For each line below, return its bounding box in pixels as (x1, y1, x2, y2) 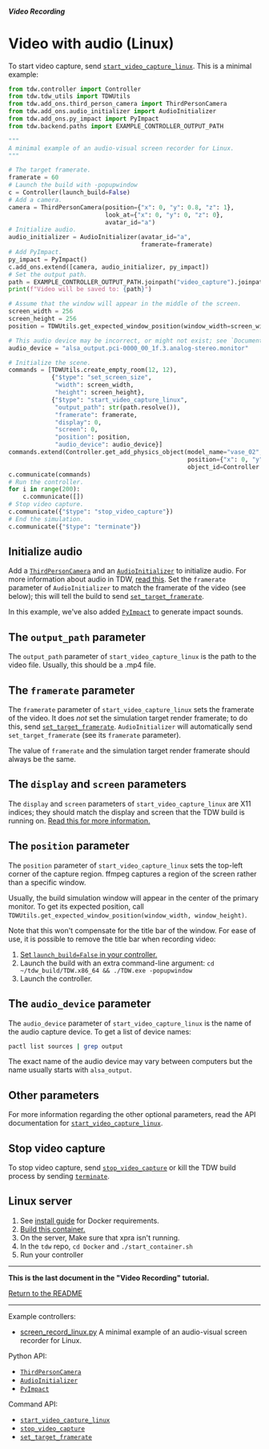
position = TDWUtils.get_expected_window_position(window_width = (8, 322, 231, 330)
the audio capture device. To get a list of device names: (8, 1026, 192, 1036)
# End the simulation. (8, 515, 84, 523)
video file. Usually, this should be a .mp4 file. (8, 660, 156, 670)
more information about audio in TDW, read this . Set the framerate (8, 574, 227, 585)
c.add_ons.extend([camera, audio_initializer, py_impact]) (8, 263, 210, 271)
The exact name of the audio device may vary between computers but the (8, 1057, 253, 1067)
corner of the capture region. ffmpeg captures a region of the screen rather (8, 868, 258, 878)
